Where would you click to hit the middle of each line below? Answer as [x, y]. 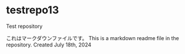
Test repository [24, 26]
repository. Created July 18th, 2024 [49, 45]
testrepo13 [33, 10]
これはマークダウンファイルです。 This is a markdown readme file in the [93, 38]
